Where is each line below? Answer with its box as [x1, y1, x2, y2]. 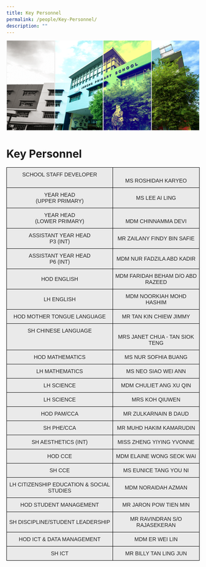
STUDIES [48, 487, 72, 494]
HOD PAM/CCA [40, 410, 78, 418]
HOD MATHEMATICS [33, 354, 86, 361]
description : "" [6, 23, 48, 29]
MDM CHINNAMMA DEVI [125, 218, 187, 225]
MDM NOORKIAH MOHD [125, 293, 187, 300]
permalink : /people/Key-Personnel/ [6, 16, 97, 23]
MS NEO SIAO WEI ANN [126, 368, 186, 375]
